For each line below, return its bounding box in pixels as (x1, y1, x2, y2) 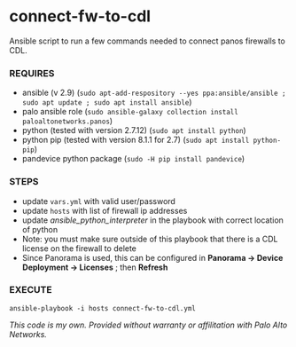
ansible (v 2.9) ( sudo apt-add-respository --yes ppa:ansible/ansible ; (21, 87, 286, 99)
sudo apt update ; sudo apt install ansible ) (21, 97, 192, 107)
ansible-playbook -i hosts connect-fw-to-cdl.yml (9, 304, 197, 312)
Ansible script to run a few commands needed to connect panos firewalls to (9, 35, 285, 46)
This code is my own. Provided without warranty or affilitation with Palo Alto (9, 319, 288, 330)
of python (21, 224, 58, 234)
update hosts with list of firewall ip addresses (21, 205, 188, 216)
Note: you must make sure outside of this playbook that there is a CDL (21, 233, 278, 244)
